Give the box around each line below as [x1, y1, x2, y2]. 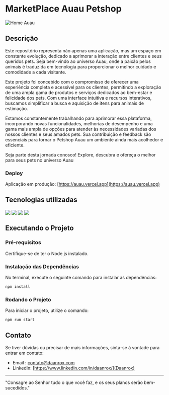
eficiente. [5, 142, 25, 148]
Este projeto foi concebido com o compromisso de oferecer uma [5, 78, 139, 85]
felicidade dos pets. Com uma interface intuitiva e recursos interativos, [5, 95, 152, 101]
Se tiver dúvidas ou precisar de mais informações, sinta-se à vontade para [5, 344, 160, 350]
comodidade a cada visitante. [5, 69, 66, 75]
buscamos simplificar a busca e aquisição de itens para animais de [5, 100, 144, 106]
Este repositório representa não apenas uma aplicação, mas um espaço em [5, 47, 161, 53]
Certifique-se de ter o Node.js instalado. [5, 250, 89, 257]
